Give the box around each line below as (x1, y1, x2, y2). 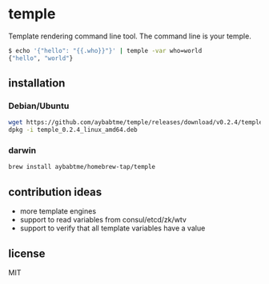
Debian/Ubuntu (8, 101, 70, 111)
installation (8, 77, 66, 90)
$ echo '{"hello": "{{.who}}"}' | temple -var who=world (8, 46, 203, 54)
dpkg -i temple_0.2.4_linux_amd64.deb (8, 126, 138, 134)
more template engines (19, 206, 97, 216)
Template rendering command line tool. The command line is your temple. (8, 31, 252, 41)
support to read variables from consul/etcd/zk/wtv (19, 215, 187, 225)
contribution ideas (8, 185, 102, 198)
